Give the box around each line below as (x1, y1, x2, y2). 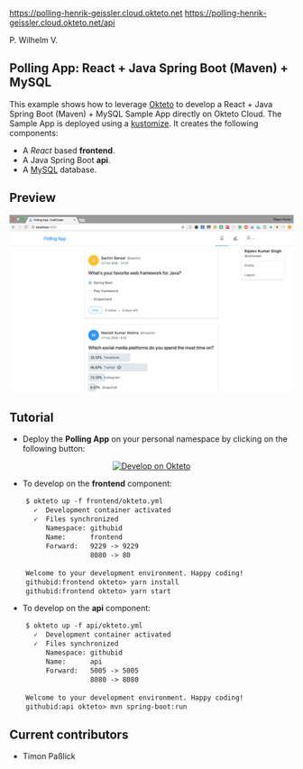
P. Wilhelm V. (9, 35, 59, 45)
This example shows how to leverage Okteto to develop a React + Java (9, 98, 273, 109)
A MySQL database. (22, 164, 97, 175)
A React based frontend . (22, 144, 115, 156)
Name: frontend (45, 533, 124, 542)
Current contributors (9, 727, 129, 742)
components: (9, 127, 59, 138)
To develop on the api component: (22, 603, 151, 614)
